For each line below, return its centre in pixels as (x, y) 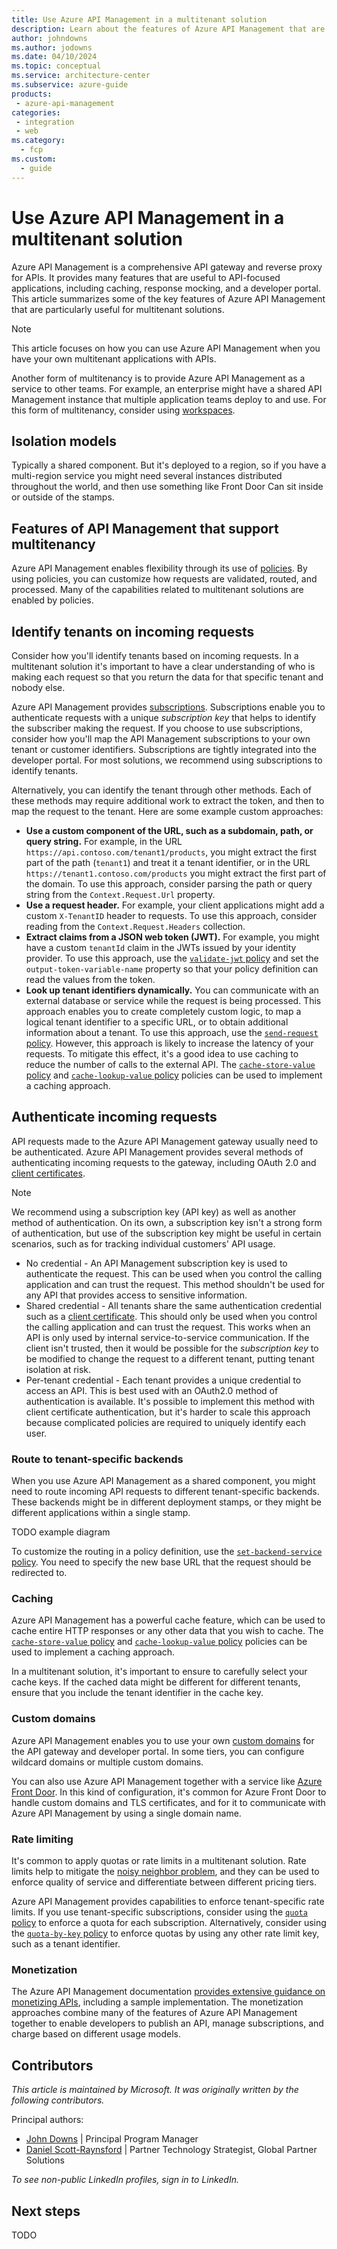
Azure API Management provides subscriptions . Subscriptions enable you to (168, 707)
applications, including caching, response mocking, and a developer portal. (166, 288)
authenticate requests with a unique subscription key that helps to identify (164, 717)
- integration (45, 122)
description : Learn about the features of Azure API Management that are (168, 29)
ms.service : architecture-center (81, 76)
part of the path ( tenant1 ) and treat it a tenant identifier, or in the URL (168, 862)
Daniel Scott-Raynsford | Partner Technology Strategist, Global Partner (171, 2150)
